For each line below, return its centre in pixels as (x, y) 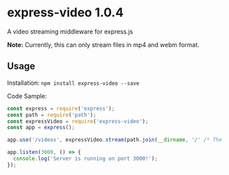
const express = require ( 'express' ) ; (61, 108)
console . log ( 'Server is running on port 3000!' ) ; (85, 159)
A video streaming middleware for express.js (70, 31)
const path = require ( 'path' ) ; (52, 115)
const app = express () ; (41, 128)
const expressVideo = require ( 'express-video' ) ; (78, 121)
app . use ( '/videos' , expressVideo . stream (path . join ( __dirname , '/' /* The (115, 140)
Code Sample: (27, 96)
